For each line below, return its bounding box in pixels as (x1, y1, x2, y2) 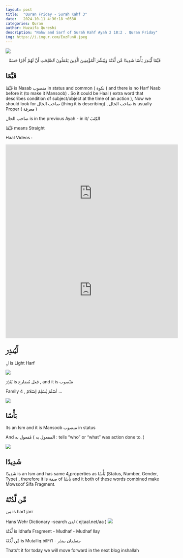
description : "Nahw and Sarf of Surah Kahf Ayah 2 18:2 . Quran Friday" (5, 30, 158, 35)
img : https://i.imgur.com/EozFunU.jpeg (5, 35, 88, 40)
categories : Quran (5, 21, 43, 26)
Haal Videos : (5, 134, 32, 140)
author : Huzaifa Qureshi (5, 26, 57, 31)
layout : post (5, 7, 32, 12)
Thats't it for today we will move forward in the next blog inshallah (5, 547, 139, 553)
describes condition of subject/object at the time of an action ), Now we (5, 95, 152, 101)
